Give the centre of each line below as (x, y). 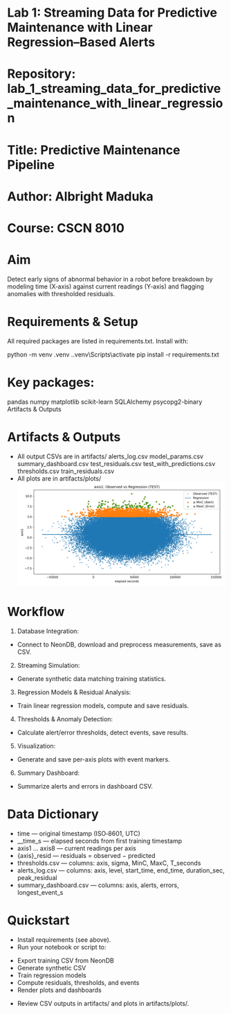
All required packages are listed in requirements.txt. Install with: (98, 341)
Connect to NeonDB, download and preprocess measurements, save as (119, 644)
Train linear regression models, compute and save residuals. (103, 705)
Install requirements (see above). (64, 939)
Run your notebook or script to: (62, 947)
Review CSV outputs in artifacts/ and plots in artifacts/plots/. (103, 1003)
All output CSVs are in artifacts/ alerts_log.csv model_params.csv (110, 456)
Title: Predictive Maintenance (94, 150)
